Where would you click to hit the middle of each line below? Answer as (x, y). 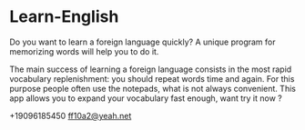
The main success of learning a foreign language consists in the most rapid (151, 69)
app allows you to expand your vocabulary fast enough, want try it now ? (146, 98)
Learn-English (64, 17)
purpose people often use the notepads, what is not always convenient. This (152, 88)
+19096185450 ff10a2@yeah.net (71, 115)
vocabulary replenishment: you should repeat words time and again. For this (152, 78)
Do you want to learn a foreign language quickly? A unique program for (142, 42)
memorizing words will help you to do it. (84, 51)
